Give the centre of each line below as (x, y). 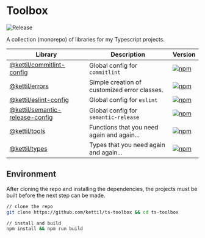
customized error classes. (126, 90)
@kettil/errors (29, 86)
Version (184, 54)
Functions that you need (124, 127)
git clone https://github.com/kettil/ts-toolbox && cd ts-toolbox (92, 212)
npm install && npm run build (45, 229)
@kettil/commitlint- (37, 65)
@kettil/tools (27, 131)
